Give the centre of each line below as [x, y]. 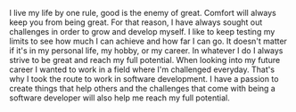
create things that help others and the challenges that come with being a [143, 88]
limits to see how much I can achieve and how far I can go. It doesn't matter [148, 41]
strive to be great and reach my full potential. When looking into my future [145, 60]
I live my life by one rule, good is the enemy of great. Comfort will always [143, 13]
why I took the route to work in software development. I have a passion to [144, 79]
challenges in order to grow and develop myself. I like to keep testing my [142, 32]
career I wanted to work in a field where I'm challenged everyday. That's [142, 69]
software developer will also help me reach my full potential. [119, 98]
